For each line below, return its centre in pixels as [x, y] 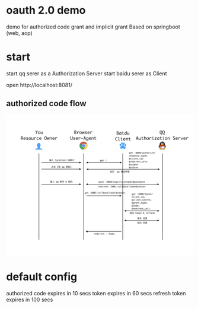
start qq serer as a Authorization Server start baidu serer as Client [87, 73]
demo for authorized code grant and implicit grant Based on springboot [93, 27]
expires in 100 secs [30, 300]
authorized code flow [47, 103]
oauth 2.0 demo [46, 10]
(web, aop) [19, 33]
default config [42, 277]
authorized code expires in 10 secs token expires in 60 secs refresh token [96, 293]
